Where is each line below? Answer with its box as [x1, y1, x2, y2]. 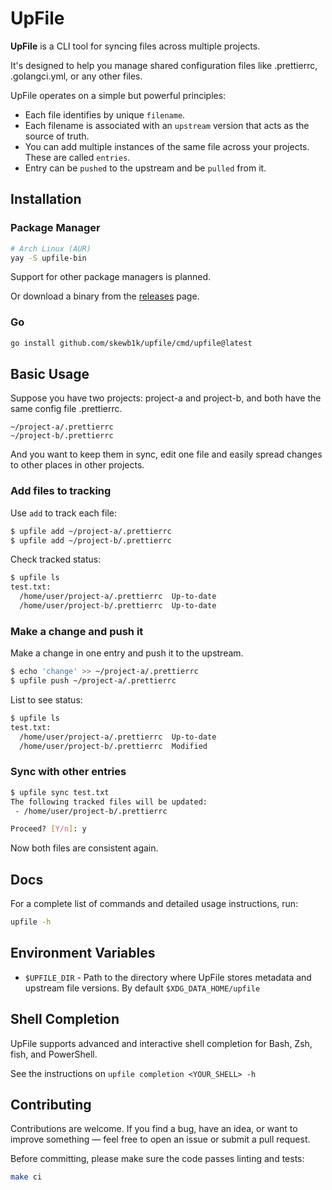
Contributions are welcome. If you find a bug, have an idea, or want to [10, 1123, 298, 1135]
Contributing [10, 1096, 92, 1113]
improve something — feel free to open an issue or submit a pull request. [10, 1133, 311, 1146]
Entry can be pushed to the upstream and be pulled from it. [24, 162, 267, 174]
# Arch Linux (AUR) [10, 243, 92, 254]
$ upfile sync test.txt [10, 787, 110, 797]
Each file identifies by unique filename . [24, 108, 186, 121]
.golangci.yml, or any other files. [10, 70, 143, 82]
